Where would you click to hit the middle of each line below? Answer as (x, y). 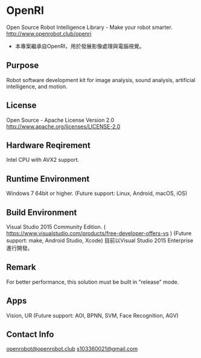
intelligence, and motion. (37, 86)
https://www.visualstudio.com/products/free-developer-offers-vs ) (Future (99, 233)
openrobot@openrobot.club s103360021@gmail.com (72, 349)
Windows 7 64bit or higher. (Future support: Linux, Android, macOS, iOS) (97, 193)
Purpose (23, 66)
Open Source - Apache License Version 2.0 (60, 120)
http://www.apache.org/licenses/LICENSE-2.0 (63, 126)
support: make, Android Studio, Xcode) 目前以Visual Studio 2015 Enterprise (100, 240)
